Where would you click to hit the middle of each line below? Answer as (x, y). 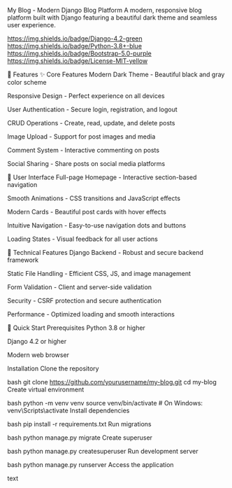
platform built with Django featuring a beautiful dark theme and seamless (113, 18)
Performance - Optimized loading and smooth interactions (91, 314)
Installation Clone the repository (53, 368)
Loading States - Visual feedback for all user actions (83, 239)
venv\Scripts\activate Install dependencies (68, 410)
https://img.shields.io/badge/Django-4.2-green (75, 39)
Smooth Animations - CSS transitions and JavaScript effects (94, 198)
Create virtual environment (46, 389)
